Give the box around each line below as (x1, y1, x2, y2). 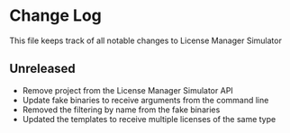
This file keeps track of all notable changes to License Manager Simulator (9, 35, 282, 46)
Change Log (9, 5, 102, 26)
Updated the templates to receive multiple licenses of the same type (22, 113, 276, 124)
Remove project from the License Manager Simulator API (22, 84, 234, 95)
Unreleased (9, 61, 77, 76)
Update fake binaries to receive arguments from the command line (22, 94, 269, 105)
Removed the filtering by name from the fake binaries (22, 104, 221, 115)
